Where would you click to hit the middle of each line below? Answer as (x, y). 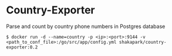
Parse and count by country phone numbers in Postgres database (86, 26)
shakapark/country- (143, 42)
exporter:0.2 (22, 47)
